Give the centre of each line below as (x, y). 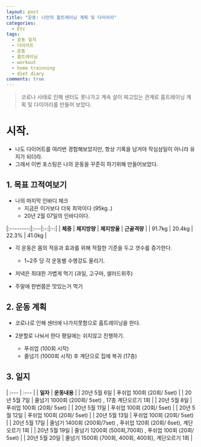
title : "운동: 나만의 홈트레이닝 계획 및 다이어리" (62, 17)
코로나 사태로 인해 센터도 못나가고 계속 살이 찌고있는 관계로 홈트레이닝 (103, 97)
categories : (21, 23)
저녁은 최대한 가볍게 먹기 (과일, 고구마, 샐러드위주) (74, 273)
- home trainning (33, 68)
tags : (13, 34)
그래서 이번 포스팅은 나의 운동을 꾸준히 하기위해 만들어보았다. (86, 164)
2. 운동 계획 (26, 307)
